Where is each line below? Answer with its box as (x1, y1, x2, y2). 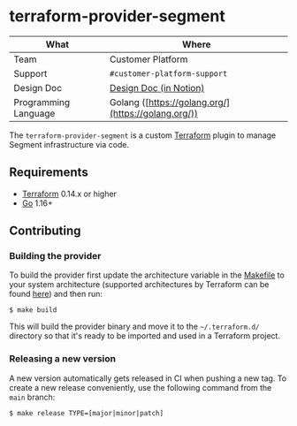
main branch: (9, 392, 56, 402)
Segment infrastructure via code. (9, 139, 130, 149)
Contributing (9, 224, 81, 239)
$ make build (9, 306, 57, 315)
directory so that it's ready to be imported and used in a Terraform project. (9, 331, 281, 341)
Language (13, 107, 56, 119)
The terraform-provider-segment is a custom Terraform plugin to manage (9, 130, 277, 141)
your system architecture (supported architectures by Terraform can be (9, 279, 270, 290)
